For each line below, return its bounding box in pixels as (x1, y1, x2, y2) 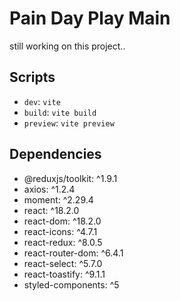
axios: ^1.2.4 (23, 183, 76, 195)
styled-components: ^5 (23, 278, 120, 291)
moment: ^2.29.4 (23, 193, 94, 206)
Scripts (9, 69, 56, 86)
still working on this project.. (9, 40, 126, 52)
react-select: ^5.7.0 (23, 257, 103, 269)
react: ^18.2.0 (23, 204, 80, 216)
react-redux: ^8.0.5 (23, 236, 103, 248)
